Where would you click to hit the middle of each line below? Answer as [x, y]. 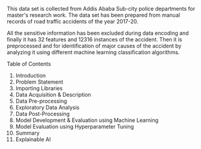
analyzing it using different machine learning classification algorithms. [93, 52]
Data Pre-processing [41, 101]
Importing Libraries [39, 88]
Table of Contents [29, 64]
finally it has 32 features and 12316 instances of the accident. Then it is [94, 39]
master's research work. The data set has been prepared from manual [94, 15]
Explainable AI [33, 139]
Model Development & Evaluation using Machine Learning [87, 120]
